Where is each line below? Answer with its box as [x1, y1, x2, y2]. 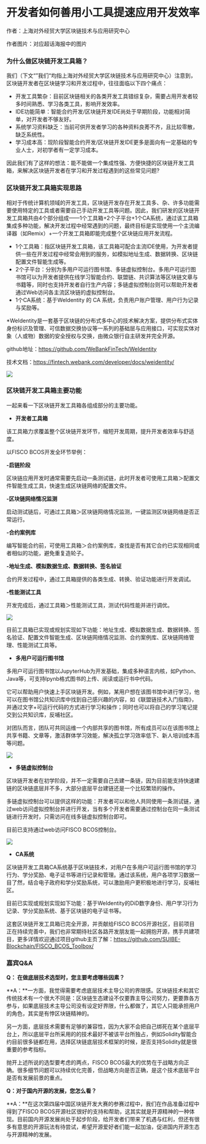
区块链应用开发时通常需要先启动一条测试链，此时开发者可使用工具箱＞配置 [6, 474, 194, 482]
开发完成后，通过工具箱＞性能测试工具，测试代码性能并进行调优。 [6, 601, 173, 608]
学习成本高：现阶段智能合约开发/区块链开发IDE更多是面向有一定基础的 [15, 138, 193, 146]
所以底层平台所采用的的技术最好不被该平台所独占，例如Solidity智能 [22, 1031, 192, 1038]
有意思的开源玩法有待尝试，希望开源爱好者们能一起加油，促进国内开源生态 [11, 1123, 200, 1131]
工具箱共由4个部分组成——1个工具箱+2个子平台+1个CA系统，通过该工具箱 [11, 214, 199, 221]
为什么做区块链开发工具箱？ [6, 56, 88, 65]
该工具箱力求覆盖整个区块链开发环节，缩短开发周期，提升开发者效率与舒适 [6, 427, 194, 435]
